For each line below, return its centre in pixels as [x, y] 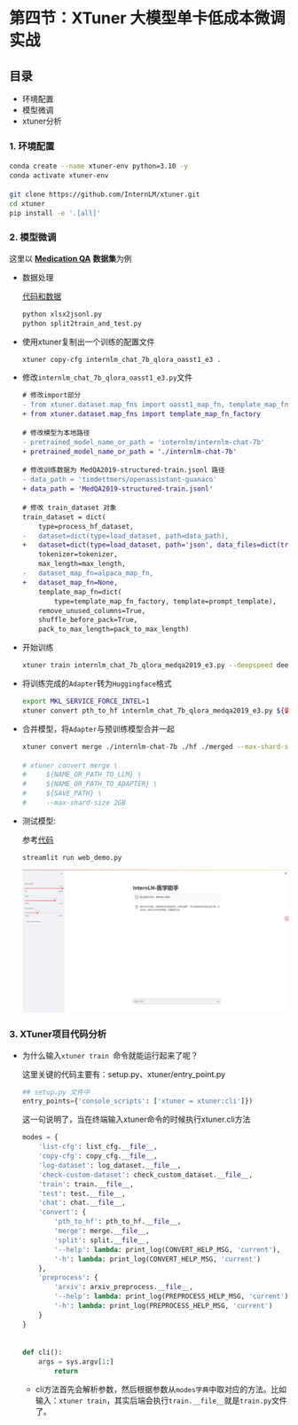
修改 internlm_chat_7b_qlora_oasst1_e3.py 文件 [107, 377]
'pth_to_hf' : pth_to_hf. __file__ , [118, 1222]
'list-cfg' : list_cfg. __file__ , [98, 1147]
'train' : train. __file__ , [86, 1184]
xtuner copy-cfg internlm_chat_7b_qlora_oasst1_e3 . [122, 359]
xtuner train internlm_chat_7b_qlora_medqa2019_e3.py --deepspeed [147, 665]
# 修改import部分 [51, 396]
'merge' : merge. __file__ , [102, 1231]
